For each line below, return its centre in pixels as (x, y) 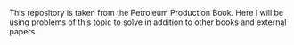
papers (22, 31)
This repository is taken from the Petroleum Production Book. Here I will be (147, 13)
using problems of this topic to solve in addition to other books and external (148, 22)
